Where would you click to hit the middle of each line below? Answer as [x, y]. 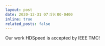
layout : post [19, 10]
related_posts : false [28, 24]
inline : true [19, 19]
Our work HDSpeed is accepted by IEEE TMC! [53, 38]
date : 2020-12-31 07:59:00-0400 [39, 14]
